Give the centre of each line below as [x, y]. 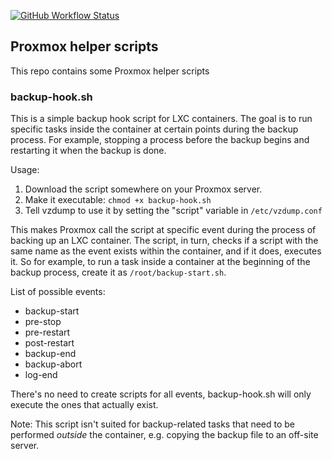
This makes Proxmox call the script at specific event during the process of [163, 230]
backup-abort [53, 364]
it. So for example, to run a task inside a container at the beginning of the [160, 262]
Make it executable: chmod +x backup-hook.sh [118, 200]
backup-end [50, 354]
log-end [41, 375]
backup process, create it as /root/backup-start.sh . [118, 272]
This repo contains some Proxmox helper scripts [110, 71]
